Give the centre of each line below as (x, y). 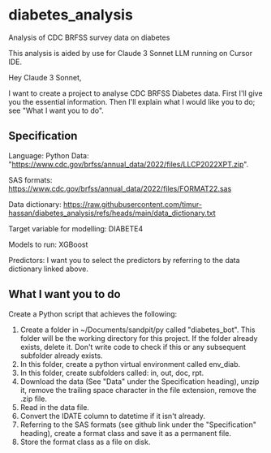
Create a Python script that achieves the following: (93, 313)
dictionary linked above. (49, 269)
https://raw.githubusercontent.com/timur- (133, 204)
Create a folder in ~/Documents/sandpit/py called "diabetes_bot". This (138, 330)
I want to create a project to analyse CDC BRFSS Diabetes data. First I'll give (135, 93)
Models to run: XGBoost (48, 244)
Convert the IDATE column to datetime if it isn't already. (112, 416)
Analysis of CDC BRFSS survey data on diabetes (89, 37)
